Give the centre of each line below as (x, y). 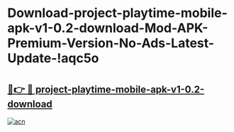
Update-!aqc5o (53, 59)
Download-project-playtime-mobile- (118, 13)
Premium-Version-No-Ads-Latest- (111, 43)
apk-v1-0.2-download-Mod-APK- (108, 28)
